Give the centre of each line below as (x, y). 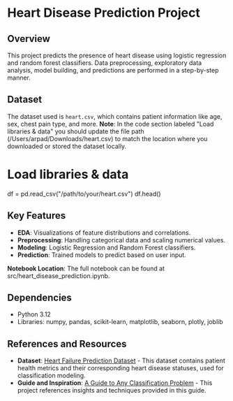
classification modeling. (51, 376)
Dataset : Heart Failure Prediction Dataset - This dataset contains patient (121, 360)
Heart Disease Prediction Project (104, 13)
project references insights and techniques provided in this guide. (112, 391)
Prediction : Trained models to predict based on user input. (102, 255)
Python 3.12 (34, 314)
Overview (29, 39)
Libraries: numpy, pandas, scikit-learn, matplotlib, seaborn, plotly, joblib (120, 322)
